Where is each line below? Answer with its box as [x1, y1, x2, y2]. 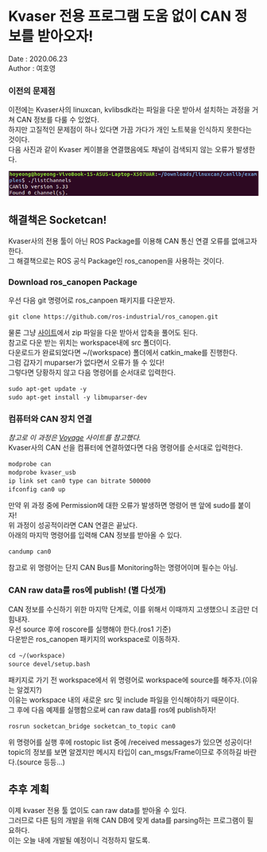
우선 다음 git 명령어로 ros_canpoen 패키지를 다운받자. [8, 295, 176, 305]
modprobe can [8, 460, 52, 468]
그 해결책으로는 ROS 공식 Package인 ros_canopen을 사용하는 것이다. [8, 256, 225, 265]
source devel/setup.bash [8, 660, 91, 668]
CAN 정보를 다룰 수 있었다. [16, 115, 99, 124]
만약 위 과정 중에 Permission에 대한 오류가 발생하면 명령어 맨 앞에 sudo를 [8, 501, 237, 510]
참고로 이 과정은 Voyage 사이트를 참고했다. [8, 433, 141, 443]
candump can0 [8, 548, 52, 556]
